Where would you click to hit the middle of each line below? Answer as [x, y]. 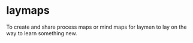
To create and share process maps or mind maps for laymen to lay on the [96, 27]
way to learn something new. [42, 33]
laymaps [28, 10]
